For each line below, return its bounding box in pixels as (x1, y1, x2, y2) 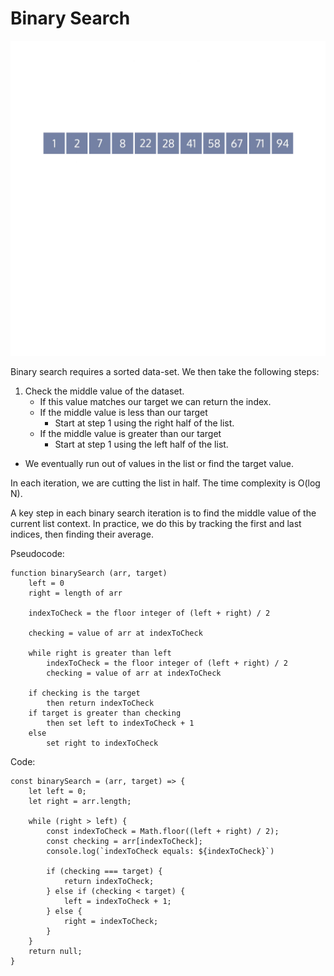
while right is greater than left (28, 648, 172, 658)
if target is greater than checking (28, 708, 182, 718)
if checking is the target (28, 688, 141, 698)
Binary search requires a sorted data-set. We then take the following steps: (10, 365, 320, 377)
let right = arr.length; (28, 796, 132, 806)
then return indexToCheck (46, 698, 155, 708)
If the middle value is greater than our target (39, 427, 222, 439)
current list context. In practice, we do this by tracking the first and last (10, 517, 302, 529)
